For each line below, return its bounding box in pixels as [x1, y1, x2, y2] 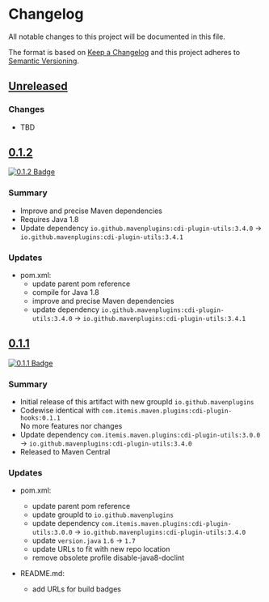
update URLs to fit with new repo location [32, 544, 170, 554]
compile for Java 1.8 [32, 288, 99, 297]
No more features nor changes [19, 421, 123, 431]
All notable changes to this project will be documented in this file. [8, 32, 226, 41]
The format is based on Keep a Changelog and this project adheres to [8, 47, 241, 57]
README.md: [19, 569, 65, 579]
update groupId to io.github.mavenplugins [32, 510, 174, 519]
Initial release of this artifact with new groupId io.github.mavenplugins [19, 397, 254, 407]
